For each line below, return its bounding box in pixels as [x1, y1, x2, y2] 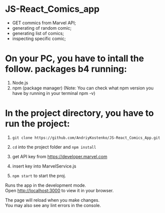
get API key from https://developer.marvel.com [12, 153, 107, 159]
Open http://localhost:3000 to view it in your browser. [5, 187, 114, 193]
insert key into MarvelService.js [12, 163, 76, 169]
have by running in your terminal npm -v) [12, 90, 96, 96]
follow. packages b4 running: [5, 63, 127, 75]
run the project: [5, 118, 70, 129]
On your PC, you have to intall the [5, 53, 144, 64]
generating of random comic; [12, 25, 72, 31]
